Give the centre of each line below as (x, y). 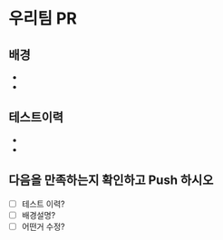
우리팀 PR (43, 19)
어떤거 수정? (43, 226)
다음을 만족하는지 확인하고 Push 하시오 (111, 181)
